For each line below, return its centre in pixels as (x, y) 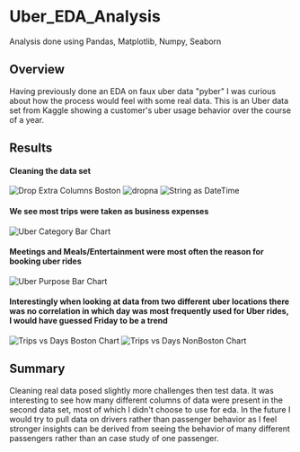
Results (31, 148)
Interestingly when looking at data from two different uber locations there (150, 301)
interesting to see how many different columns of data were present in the (146, 400)
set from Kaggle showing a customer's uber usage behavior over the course (150, 110)
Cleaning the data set (50, 170)
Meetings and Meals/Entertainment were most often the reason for (137, 252)
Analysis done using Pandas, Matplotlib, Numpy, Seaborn (115, 41)
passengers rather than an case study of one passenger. (114, 438)
